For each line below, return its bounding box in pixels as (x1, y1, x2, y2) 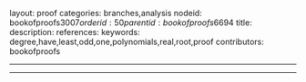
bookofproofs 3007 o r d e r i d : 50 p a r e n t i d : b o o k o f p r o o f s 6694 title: (9, 17, 252, 28)
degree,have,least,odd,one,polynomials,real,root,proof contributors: (9, 36, 264, 47)
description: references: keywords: (9, 27, 140, 37)
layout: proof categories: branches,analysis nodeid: (9, 8, 202, 18)
